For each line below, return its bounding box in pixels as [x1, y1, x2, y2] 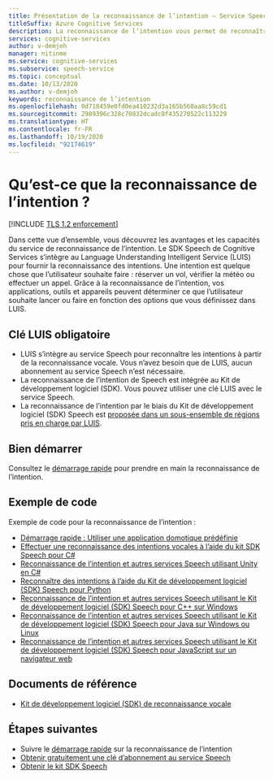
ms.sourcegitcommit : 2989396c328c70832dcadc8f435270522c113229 [8, 110, 227, 119]
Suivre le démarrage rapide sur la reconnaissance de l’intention [19, 744, 233, 754]
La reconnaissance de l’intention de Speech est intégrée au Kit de [19, 375, 241, 385]
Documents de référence [8, 677, 137, 691]
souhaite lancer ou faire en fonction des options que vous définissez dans [8, 296, 256, 305]
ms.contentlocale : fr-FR [8, 125, 93, 133]
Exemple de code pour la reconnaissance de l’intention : [8, 517, 197, 526]
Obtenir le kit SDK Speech [19, 761, 108, 771]
